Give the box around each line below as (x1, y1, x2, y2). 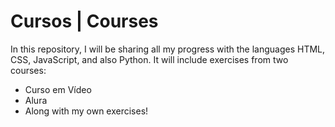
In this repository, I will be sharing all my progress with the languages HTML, (10, 43, 326, 55)
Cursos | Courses (10, 10, 159, 33)
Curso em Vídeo (24, 83, 92, 95)
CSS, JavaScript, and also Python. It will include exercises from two (10, 53, 289, 65)
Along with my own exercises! (24, 105, 149, 117)
